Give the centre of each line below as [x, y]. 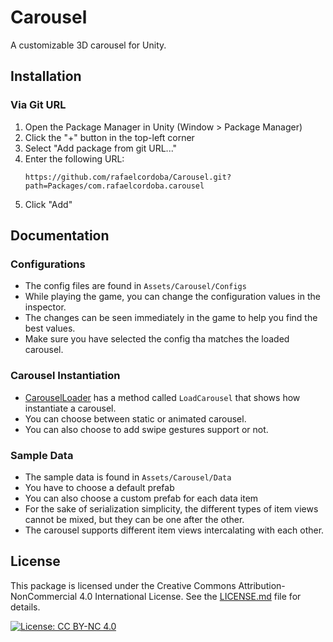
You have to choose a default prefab [99, 487]
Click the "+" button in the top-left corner [109, 137]
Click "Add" [48, 204]
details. [25, 607]
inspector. [45, 307]
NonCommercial [44, 596]
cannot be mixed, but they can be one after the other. [134, 519]
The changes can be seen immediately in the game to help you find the [171, 318]
